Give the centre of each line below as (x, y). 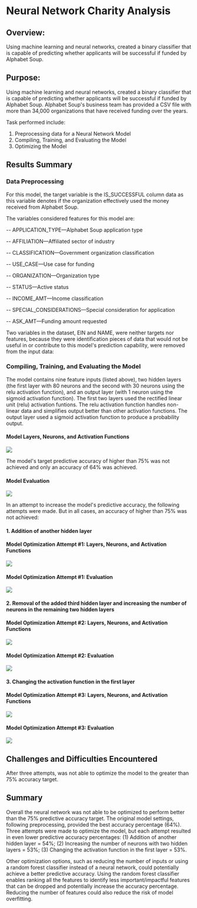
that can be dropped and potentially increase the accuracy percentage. (92, 886)
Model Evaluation (28, 481)
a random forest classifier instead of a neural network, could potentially (93, 867)
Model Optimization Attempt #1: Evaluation (59, 577)
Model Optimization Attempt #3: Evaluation (60, 728)
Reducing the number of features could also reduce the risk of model (90, 892)
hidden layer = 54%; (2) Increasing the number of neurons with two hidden (97, 843)
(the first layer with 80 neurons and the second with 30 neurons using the (95, 386)
